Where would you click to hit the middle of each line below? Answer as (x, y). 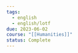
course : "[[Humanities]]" (39, 35)
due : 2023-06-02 (27, 29)
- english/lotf (31, 23)
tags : (13, 12)
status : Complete (29, 40)
